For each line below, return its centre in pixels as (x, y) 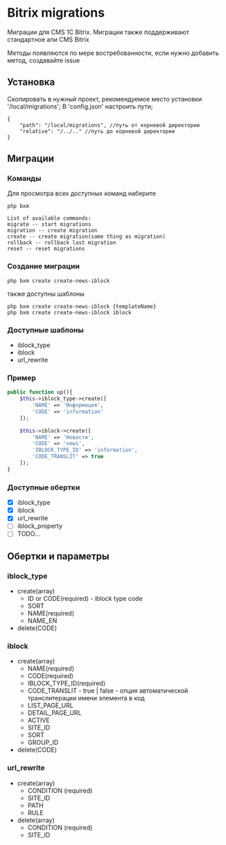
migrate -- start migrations (49, 225)
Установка (31, 82)
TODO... (28, 534)
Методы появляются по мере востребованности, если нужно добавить (113, 53)
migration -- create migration (52, 231)
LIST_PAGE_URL (51, 706)
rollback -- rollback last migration (62, 243)
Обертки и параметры (58, 556)
